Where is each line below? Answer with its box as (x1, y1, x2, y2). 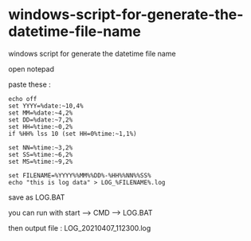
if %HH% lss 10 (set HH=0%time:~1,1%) (8, 130, 137, 138)
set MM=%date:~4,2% (8, 109, 73, 117)
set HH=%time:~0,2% (8, 122, 73, 130)
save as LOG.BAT (8, 192, 65, 202)
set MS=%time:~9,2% (8, 157, 73, 165)
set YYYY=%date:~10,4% (8, 102, 84, 110)
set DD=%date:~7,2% (8, 115, 73, 124)
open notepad (8, 64, 54, 73)
